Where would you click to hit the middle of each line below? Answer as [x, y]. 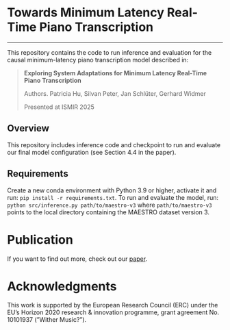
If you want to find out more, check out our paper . [77, 259]
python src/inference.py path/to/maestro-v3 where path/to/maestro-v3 [110, 205]
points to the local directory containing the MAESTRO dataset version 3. [108, 212]
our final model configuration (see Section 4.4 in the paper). [92, 152]
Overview [28, 128]
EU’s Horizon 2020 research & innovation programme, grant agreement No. [113, 312]
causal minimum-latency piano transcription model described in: [98, 60]
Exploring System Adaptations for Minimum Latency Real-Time [115, 73]
